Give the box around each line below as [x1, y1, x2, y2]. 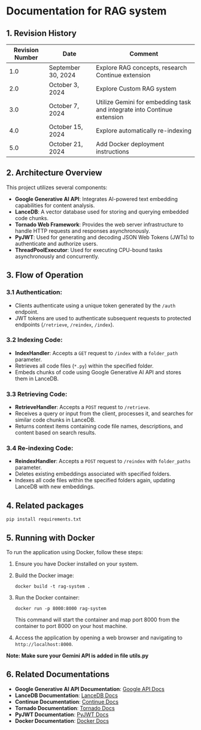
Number [14, 53, 38, 61]
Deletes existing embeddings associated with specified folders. [14, 470, 172, 477]
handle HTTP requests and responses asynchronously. [14, 227, 151, 235]
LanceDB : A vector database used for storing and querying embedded [14, 208, 189, 215]
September [48, 64, 81, 71]
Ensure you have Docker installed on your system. [14, 560, 139, 567]
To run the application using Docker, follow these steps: [6, 549, 144, 556]
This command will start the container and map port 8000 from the [14, 616, 180, 623]
